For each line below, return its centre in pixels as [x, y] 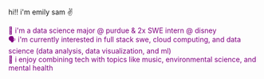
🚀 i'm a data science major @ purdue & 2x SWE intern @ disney [112, 30]
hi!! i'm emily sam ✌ [41, 12]
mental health [31, 68]
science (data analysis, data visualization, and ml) [90, 51]
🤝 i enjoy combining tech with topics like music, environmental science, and [132, 59]
